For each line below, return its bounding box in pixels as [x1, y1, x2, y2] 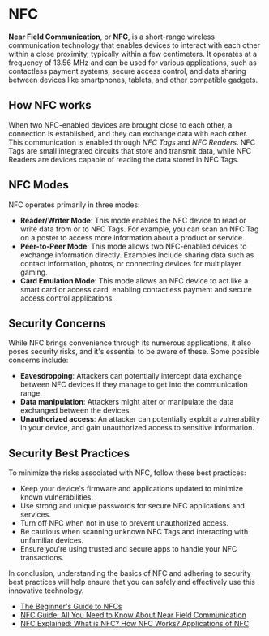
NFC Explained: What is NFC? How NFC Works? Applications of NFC [19, 619, 250, 629]
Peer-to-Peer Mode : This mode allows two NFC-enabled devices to [19, 241, 247, 251]
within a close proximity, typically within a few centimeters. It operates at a [8, 49, 258, 58]
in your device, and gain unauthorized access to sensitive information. [19, 423, 255, 433]
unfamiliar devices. [19, 535, 83, 545]
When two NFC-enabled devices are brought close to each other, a [8, 119, 233, 130]
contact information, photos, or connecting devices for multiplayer [19, 258, 241, 268]
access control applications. [19, 293, 115, 303]
